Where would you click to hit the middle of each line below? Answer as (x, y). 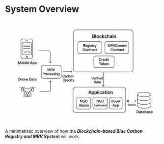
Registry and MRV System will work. (42, 136)
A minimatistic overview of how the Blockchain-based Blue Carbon (74, 131)
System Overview (42, 9)
